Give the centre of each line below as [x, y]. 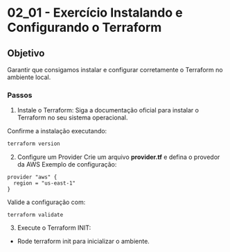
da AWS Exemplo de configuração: [67, 165]
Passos [20, 95]
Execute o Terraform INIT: [54, 228]
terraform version [34, 144]
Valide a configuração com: [46, 202]
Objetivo [26, 53]
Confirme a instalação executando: [57, 131]
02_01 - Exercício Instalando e [95, 13]
